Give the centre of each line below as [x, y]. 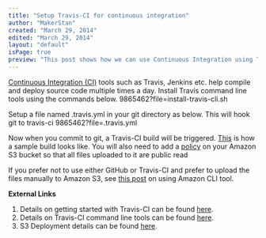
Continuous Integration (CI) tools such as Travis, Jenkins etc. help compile [129, 82]
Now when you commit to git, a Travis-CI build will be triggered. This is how [131, 138]
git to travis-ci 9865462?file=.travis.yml [73, 123]
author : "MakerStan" [42, 23]
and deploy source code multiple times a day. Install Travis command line [127, 90]
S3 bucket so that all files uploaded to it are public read [98, 154]
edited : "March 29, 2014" [51, 38]
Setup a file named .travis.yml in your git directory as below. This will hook [129, 114]
